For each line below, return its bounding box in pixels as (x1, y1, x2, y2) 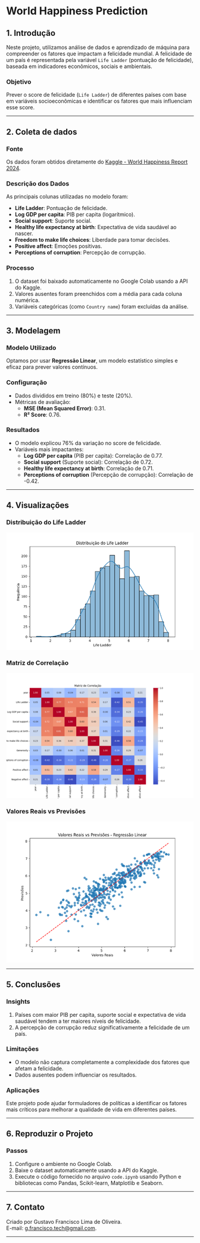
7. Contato (6, 1202, 45, 1213)
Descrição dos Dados (6, 179, 70, 187)
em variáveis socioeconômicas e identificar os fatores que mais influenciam (6, 97, 192, 105)
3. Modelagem (6, 325, 61, 335)
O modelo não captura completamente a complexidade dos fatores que (14, 1058, 190, 1066)
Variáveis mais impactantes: (14, 446, 84, 453)
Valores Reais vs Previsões (6, 807, 86, 816)
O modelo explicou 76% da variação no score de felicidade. (14, 439, 162, 446)
